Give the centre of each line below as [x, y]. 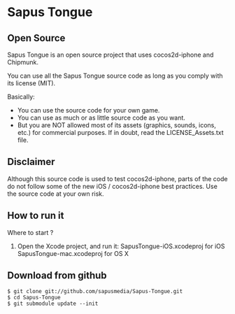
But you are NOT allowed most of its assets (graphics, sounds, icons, [117, 125]
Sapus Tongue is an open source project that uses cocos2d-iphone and [111, 55]
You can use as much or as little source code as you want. [101, 117]
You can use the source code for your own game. [88, 110]
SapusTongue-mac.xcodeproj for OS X [73, 253]
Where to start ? [30, 232]
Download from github [57, 276]
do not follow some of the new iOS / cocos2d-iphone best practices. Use [113, 186]
